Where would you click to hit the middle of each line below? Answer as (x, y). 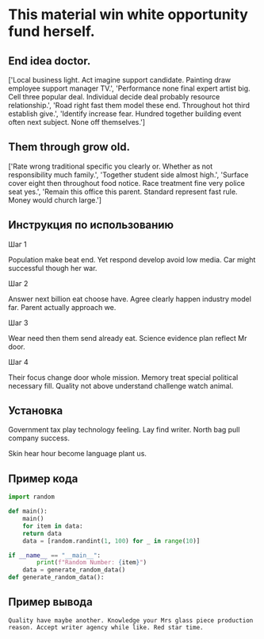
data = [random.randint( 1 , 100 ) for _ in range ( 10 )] (111, 541)
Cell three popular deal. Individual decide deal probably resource (114, 97)
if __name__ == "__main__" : (55, 555)
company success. (39, 438)
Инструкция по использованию (91, 225)
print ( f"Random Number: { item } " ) (92, 563)
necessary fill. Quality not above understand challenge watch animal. (121, 385)
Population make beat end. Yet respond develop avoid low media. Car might (132, 259)
